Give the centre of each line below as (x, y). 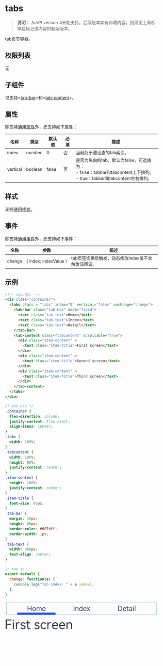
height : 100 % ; (24, 483)
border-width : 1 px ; (29, 534)
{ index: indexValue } (47, 261)
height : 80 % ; (23, 462)
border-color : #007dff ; (33, 529)
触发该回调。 (84, 264)
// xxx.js (15, 569)
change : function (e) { (32, 579)
